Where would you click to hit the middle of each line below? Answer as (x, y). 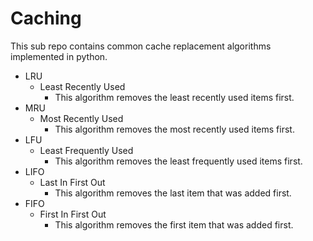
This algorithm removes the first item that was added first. (174, 224)
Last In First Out (72, 182)
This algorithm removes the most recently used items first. (174, 129)
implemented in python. (59, 56)
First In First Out (73, 214)
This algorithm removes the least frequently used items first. (178, 161)
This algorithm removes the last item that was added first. (173, 193)
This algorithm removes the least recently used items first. (174, 97)
